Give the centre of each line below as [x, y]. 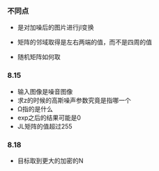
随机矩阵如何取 [39, 57]
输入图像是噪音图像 [45, 91]
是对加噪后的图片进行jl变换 [55, 27]
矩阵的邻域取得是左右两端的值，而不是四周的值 [84, 42]
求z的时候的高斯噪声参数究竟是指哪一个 [74, 100]
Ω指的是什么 [35, 108]
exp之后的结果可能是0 [49, 117]
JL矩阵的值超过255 [45, 126]
